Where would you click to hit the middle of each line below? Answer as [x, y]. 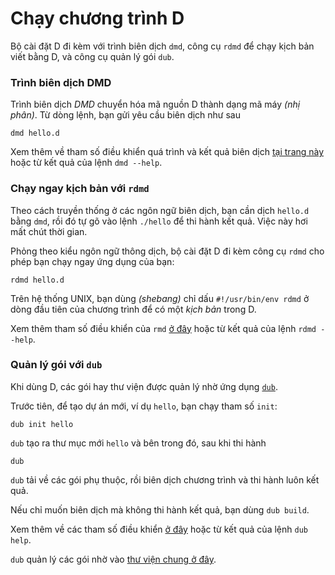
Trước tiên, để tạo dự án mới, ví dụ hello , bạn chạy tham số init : [144, 406]
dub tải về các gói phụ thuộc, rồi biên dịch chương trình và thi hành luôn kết [165, 479]
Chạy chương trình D [97, 18]
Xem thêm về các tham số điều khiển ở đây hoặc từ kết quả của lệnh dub [159, 529]
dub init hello [42, 424]
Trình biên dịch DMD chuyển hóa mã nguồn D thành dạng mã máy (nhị [155, 104]
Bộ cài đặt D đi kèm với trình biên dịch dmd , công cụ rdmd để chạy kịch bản [162, 46]
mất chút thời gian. [49, 231]
